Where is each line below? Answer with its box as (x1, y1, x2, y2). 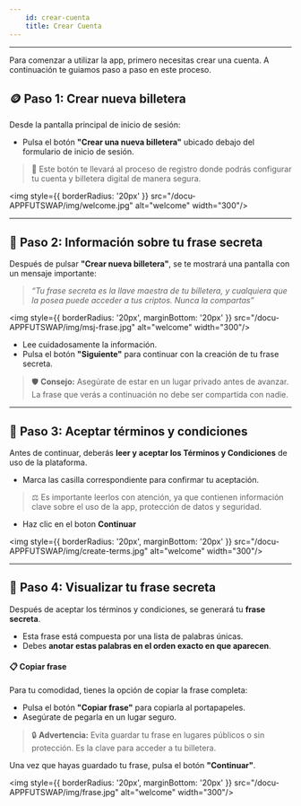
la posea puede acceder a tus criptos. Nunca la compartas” (30, 295, 255, 306)
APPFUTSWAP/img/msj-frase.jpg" (9, 322, 136, 333)
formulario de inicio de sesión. (21, 146, 134, 157)
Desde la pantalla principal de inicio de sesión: (9, 119, 181, 130)
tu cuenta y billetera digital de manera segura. (30, 173, 202, 184)
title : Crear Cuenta (25, 22, 102, 31)
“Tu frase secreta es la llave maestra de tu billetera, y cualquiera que (30, 285, 288, 296)
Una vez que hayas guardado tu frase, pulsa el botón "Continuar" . (9, 759, 256, 770)
